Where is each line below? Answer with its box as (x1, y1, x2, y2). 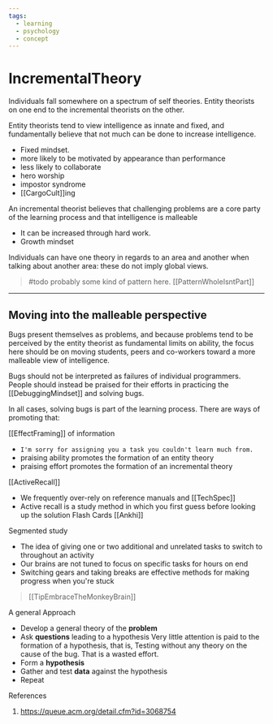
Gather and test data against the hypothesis (19, 666, 168, 676)
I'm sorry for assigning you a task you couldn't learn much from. (19, 446, 253, 454)
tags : (8, 11, 27, 20)
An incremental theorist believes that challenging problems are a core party (8, 204, 262, 213)
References (8, 691, 47, 700)
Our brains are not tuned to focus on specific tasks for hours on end (19, 559, 249, 568)
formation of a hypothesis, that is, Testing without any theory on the (19, 640, 248, 650)
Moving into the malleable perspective (8, 308, 207, 321)
